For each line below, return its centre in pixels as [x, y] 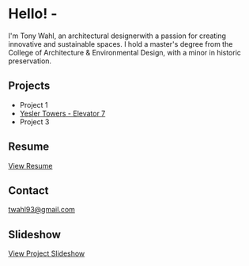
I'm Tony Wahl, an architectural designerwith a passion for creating [117, 36]
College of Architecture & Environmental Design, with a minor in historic [124, 52]
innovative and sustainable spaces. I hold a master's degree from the [121, 44]
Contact [28, 190]
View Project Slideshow [47, 253]
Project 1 [34, 104]
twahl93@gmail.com [41, 210]
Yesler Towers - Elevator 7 [62, 113]
